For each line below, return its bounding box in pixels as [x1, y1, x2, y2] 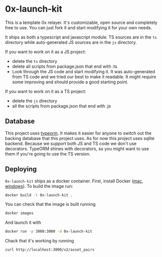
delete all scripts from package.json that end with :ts [12, 63, 118, 69]
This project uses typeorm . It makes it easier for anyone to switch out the [5, 130, 152, 136]
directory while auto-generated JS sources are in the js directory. [5, 39, 137, 45]
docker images [5, 211, 34, 216]
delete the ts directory [12, 58, 57, 64]
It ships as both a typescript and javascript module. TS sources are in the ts [5, 34, 157, 40]
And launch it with [5, 219, 41, 225]
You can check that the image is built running [5, 201, 96, 207]
